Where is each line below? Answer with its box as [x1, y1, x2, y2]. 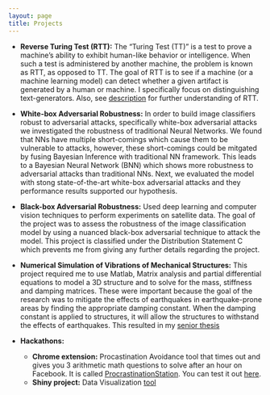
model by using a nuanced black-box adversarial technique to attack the [19, 227, 260, 237]
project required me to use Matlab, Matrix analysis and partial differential [19, 268, 262, 279]
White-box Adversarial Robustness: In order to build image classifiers [19, 108, 256, 118]
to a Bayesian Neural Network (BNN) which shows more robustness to [19, 160, 254, 170]
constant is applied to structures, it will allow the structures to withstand [19, 312, 260, 321]
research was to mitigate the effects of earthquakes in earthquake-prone [19, 294, 263, 304]
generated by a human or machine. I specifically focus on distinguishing [19, 84, 260, 94]
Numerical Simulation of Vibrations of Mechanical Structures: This [19, 260, 248, 270]
